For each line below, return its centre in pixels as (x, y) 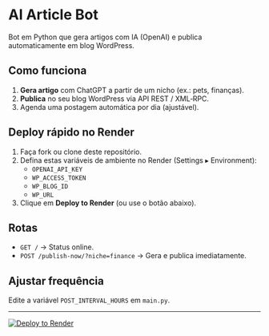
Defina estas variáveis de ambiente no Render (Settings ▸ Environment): (139, 160)
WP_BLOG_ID (50, 186)
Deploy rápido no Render (71, 133)
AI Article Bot (53, 15)
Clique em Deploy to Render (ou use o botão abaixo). (108, 203)
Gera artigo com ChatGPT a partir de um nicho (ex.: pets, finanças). (132, 90)
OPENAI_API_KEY (57, 169)
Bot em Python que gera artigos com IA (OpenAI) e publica (105, 37)
